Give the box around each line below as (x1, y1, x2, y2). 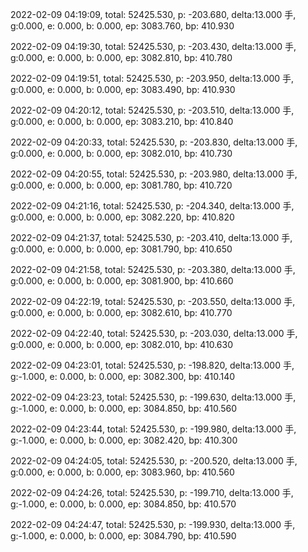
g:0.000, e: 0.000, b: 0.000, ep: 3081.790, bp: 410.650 (10, 243, 233, 255)
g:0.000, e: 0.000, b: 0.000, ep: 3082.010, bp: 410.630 (10, 339, 234, 350)
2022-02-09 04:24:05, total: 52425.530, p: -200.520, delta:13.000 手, (10, 455, 298, 467)
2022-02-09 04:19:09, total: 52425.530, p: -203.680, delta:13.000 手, (10, 9, 297, 20)
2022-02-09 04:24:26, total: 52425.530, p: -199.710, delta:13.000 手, (10, 487, 294, 498)
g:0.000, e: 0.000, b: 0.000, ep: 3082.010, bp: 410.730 (10, 148, 233, 159)
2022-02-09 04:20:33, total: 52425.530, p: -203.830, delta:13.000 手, (10, 136, 298, 148)
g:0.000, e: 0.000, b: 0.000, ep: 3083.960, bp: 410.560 (10, 466, 235, 478)
